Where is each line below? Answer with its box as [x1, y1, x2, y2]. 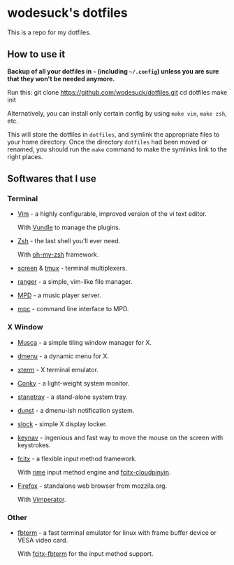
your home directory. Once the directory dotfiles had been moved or [7, 137, 207, 146]
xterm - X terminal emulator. [17, 365, 99, 374]
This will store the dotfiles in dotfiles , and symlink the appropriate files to [7, 130, 220, 138]
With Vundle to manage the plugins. [17, 223, 121, 232]
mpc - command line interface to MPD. [17, 305, 129, 313]
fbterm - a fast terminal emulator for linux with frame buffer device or [17, 529, 217, 537]
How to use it [7, 48, 66, 60]
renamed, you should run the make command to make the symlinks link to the [7, 145, 227, 154]
